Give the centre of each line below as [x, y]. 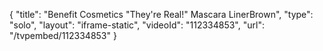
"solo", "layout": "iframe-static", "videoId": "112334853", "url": [137, 25]
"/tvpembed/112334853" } [63, 35]
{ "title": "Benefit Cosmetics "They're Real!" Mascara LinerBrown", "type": [161, 14]
